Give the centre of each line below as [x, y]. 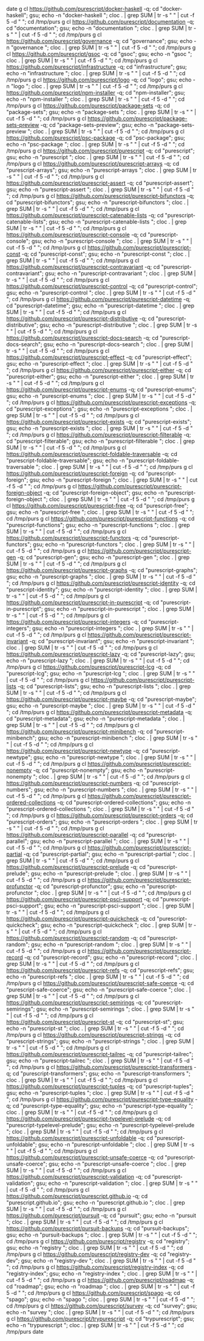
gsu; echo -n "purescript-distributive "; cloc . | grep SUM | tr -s [118, 325]
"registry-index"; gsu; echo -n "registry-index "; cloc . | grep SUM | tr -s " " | [102, 1274]
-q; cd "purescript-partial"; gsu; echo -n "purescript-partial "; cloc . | [109, 854]
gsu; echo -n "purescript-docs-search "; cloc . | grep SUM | [118, 344]
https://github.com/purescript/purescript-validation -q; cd [79, 1177]
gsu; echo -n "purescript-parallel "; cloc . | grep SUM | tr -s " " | [110, 841]
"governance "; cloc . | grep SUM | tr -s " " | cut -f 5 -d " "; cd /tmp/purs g [104, 47]
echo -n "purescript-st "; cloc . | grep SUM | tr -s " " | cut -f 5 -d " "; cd [95, 1028]
